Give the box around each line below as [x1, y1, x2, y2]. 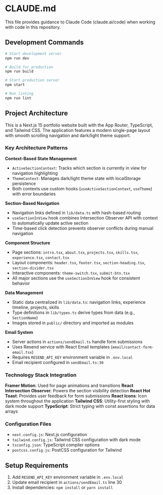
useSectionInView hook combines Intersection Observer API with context [12, 215, 158, 220]
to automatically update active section [12, 220, 89, 226]
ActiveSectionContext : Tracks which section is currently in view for [12, 165, 147, 171]
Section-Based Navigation [5, 200, 60, 206]
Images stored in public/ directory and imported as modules [12, 320, 134, 326]
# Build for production [5, 64, 54, 70]
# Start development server [5, 51, 62, 56]
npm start [5, 82, 25, 88]
